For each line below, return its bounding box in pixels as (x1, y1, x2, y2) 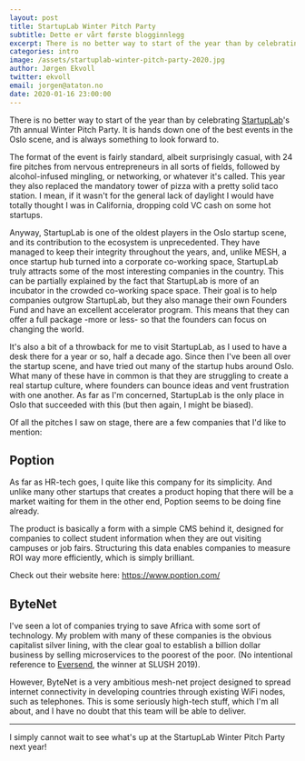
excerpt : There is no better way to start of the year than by (9, 38, 254, 48)
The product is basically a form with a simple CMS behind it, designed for (9, 524, 284, 535)
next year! (9, 742, 47, 753)
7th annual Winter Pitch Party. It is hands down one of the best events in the (9, 124, 293, 135)
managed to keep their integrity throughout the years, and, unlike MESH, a (9, 246, 288, 257)
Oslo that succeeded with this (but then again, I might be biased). (9, 399, 254, 410)
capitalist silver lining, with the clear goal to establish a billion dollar (9, 640, 261, 651)
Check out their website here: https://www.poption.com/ (9, 570, 221, 581)
